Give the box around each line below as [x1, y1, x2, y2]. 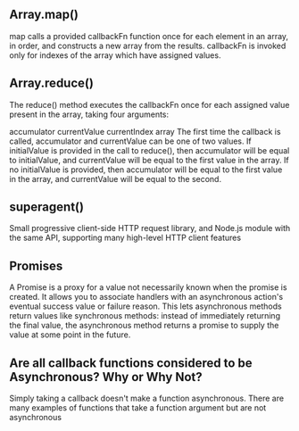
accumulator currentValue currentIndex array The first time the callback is [9, 126, 281, 137]
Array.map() [9, 7, 79, 22]
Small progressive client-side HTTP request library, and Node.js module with [9, 223, 291, 234]
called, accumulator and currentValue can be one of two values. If [9, 136, 252, 146]
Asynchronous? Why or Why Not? [9, 369, 203, 385]
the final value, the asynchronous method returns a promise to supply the [9, 320, 279, 331]
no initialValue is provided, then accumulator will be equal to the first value [9, 164, 283, 175]
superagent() [9, 200, 85, 215]
